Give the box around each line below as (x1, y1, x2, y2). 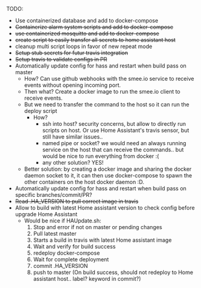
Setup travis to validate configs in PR (15, 56, 107, 63)
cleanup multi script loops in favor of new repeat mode (15, 43, 153, 50)
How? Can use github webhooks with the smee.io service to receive (24, 75, 194, 82)
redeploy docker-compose (33, 249, 100, 256)
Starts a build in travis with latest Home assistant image (33, 236, 172, 244)
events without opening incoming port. (24, 81, 121, 89)
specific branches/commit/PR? (15, 191, 92, 198)
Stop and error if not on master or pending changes (33, 224, 163, 230)
